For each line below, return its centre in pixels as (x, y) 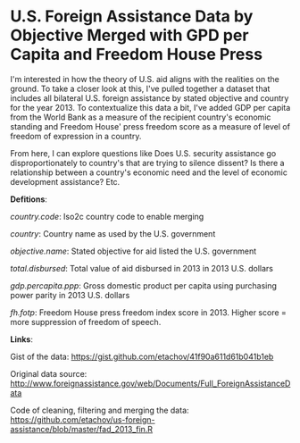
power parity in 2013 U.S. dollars (70, 295)
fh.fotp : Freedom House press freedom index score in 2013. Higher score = (148, 312)
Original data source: (49, 373)
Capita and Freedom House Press (136, 54)
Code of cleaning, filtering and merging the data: (100, 410)
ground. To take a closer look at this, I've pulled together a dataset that (140, 88)
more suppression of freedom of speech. (86, 322)
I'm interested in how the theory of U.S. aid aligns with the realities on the (145, 79)
